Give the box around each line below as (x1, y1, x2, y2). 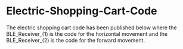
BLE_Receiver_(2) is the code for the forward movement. (6, 36, 145, 44)
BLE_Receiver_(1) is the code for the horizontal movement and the (6, 30, 168, 37)
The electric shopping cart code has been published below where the (6, 24, 177, 31)
